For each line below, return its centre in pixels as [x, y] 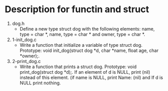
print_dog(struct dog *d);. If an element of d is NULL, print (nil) [85, 72]
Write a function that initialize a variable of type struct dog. [81, 45]
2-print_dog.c [26, 61]
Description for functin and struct [77, 9]
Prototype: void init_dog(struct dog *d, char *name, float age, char [89, 50]
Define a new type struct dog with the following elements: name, [87, 28]
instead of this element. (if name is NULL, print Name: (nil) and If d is [91, 77]
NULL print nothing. [40, 83]
